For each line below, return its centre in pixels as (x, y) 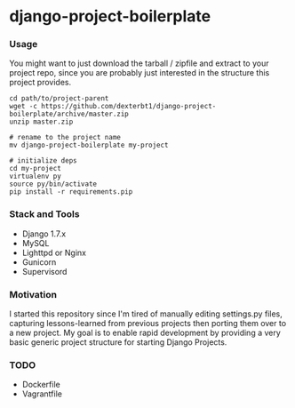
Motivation (33, 294)
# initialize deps (43, 161)
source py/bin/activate (53, 184)
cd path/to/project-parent (59, 99)
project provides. (40, 83)
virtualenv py (36, 176)
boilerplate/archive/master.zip (69, 114)
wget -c (24, 107)
